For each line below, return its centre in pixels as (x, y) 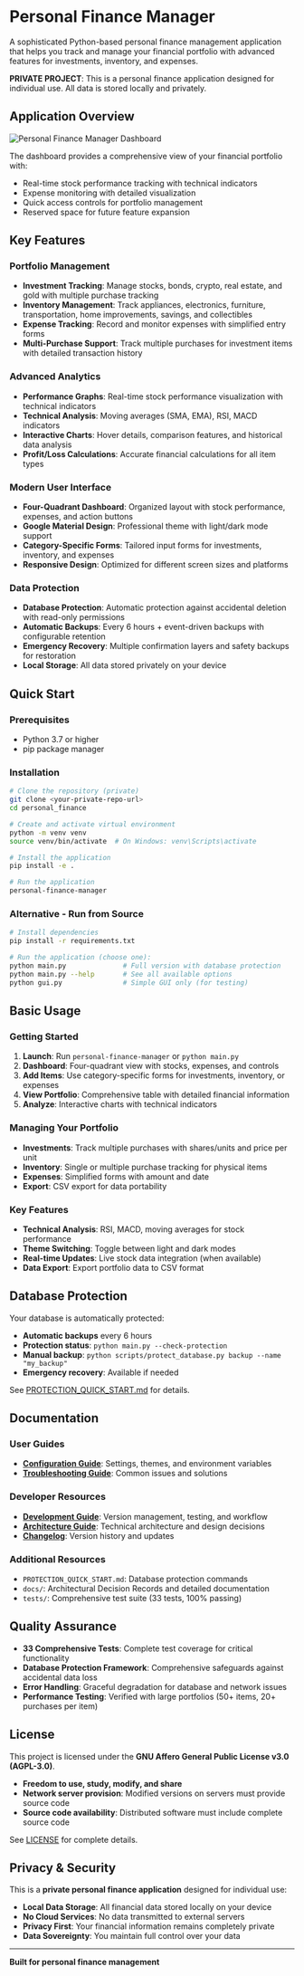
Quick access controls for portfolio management (113, 202)
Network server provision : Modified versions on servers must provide (154, 1793)
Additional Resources (57, 1559)
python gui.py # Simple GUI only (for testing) (129, 983)
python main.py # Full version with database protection (145, 966)
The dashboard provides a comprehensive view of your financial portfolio (146, 156)
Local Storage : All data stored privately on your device (124, 665)
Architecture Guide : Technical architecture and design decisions (143, 1526)
